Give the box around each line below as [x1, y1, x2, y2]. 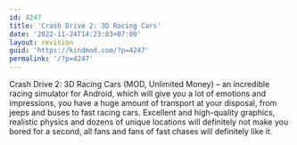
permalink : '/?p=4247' [9, 54, 94, 63]
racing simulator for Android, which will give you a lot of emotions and [9, 88, 267, 99]
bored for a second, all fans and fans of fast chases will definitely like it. [9, 126, 273, 136]
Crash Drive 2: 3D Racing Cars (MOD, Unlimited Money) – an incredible [9, 79, 270, 89]
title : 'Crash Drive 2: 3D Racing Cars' [9, 21, 162, 30]
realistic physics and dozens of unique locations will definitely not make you [9, 117, 289, 127]
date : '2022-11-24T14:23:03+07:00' [9, 29, 142, 38]
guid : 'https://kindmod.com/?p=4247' [9, 46, 150, 55]
